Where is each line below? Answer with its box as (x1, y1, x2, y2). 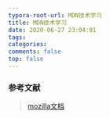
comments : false (8, 48, 61, 55)
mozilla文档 (27, 102, 65, 111)
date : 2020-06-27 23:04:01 (8, 26, 97, 34)
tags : (8, 33, 26, 41)
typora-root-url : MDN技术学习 (8, 11, 102, 20)
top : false (8, 55, 44, 63)
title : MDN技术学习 (8, 19, 68, 27)
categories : (8, 41, 47, 48)
